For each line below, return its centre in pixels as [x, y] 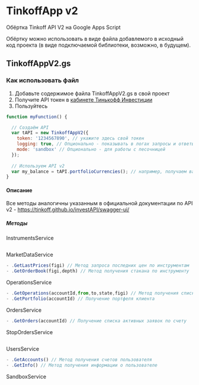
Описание [19, 190]
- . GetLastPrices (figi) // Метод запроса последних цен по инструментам [98, 266]
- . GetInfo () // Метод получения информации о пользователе [82, 365]
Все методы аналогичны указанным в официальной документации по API [99, 203]
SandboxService [26, 376]
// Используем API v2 [38, 166]
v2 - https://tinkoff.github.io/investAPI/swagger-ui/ [68, 210]
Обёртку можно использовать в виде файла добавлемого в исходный [95, 38]
